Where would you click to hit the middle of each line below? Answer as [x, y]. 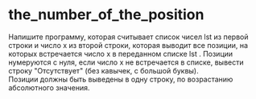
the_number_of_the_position [106, 15]
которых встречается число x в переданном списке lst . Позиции [121, 53]
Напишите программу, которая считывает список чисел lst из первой [128, 37]
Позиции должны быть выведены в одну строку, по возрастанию [121, 79]
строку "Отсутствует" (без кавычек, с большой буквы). [103, 70]
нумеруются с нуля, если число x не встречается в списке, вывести [126, 62]
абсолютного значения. [49, 87]
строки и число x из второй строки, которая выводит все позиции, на [128, 45]
